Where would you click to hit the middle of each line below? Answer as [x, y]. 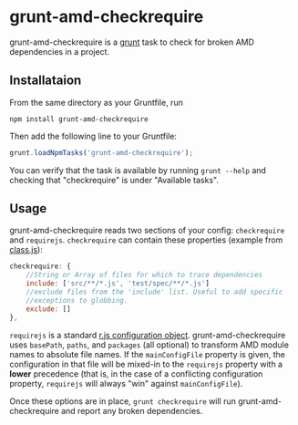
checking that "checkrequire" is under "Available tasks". [114, 180]
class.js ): [26, 250]
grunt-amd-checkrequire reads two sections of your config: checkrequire [147, 231]
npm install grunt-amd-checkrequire [79, 119]
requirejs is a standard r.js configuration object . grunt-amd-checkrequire [148, 335]
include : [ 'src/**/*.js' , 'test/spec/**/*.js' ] [118, 284]
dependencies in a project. [60, 51]
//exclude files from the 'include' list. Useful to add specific [154, 292]
